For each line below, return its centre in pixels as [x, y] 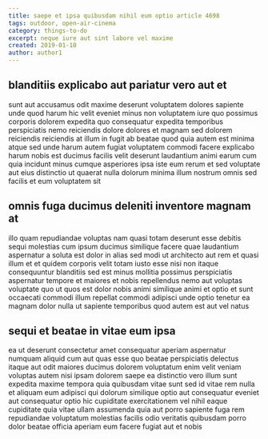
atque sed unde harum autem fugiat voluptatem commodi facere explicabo [131, 147]
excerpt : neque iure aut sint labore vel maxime [91, 38]
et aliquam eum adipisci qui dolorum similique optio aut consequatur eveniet [134, 393]
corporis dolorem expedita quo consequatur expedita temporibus [116, 122]
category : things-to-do [48, 30]
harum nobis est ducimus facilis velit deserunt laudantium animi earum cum [133, 155]
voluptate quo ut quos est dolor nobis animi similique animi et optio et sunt [131, 289]
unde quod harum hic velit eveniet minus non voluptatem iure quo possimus [133, 113]
